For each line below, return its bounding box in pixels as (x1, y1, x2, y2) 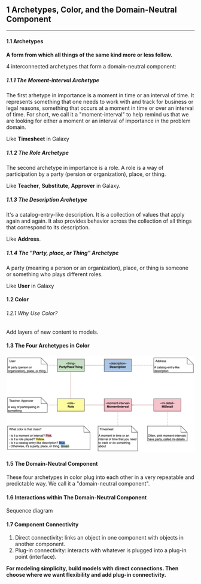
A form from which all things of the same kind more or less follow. (6, 51, 172, 59)
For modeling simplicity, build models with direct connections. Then (6, 565, 179, 572)
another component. (14, 540, 66, 548)
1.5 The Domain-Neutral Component (6, 460, 98, 468)
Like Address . (6, 235, 41, 242)
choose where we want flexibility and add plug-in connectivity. (6, 571, 166, 579)
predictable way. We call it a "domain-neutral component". (6, 480, 150, 487)
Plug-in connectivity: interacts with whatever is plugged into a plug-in (14, 547, 187, 554)
